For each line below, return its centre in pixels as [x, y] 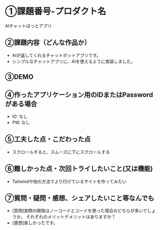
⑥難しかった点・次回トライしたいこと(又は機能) [79, 169]
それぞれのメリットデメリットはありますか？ [71, 217]
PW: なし [21, 122]
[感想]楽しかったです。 [35, 223]
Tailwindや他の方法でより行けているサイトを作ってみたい [69, 181]
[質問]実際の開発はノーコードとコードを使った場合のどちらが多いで [80, 211]
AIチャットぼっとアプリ [28, 26]
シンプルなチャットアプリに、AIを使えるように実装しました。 [73, 61]
